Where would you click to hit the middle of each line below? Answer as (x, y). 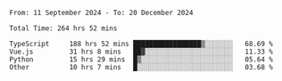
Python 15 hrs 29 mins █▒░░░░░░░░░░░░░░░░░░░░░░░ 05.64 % (141, 60)
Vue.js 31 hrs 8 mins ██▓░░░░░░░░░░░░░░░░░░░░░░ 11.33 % (141, 52)
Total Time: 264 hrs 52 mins (63, 28)
